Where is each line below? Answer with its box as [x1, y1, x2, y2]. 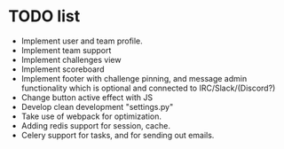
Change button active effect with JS [20, 91, 153, 103]
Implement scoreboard [20, 64, 105, 74]
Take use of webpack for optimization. [20, 111, 162, 122]
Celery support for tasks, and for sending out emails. [20, 129, 215, 140]
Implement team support [20, 44, 112, 55]
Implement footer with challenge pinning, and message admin [20, 73, 248, 83]
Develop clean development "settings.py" [20, 101, 174, 112]
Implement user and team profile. [20, 35, 143, 46]
